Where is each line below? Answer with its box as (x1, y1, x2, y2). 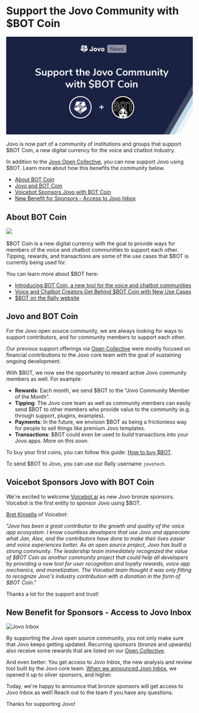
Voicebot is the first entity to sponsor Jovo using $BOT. (6, 499, 142, 506)
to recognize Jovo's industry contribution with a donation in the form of (6, 573, 181, 580)
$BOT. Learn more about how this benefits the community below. (6, 165, 165, 172)
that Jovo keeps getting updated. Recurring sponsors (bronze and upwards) (6, 641, 192, 648)
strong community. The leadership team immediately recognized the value (6, 547, 188, 554)
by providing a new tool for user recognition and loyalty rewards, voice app (6, 560, 191, 567)
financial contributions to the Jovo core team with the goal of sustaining (6, 351, 182, 358)
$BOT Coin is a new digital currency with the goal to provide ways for (6, 240, 176, 247)
